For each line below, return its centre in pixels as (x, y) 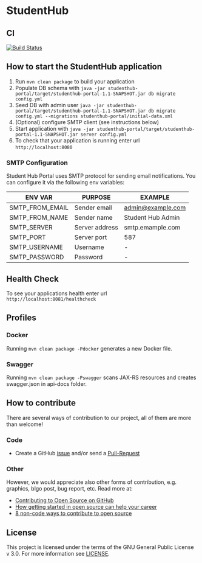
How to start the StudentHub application (84, 67)
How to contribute (41, 403)
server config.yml (104, 135)
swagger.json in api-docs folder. (46, 383)
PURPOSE (96, 197)
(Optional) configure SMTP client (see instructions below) (87, 122)
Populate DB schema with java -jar (60, 88)
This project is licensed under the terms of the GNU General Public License (100, 547)
